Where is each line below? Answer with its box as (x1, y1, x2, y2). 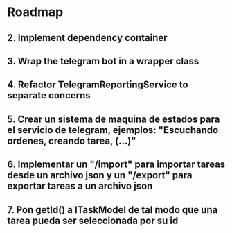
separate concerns (7, 89, 91, 101)
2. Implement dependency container (7, 32, 168, 44)
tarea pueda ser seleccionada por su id (7, 214, 179, 226)
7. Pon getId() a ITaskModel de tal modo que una (7, 204, 218, 216)
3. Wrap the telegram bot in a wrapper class (7, 55, 199, 67)
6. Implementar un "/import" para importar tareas (7, 159, 226, 171)
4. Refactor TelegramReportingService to (7, 79, 188, 91)
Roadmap (7, 4, 64, 20)
